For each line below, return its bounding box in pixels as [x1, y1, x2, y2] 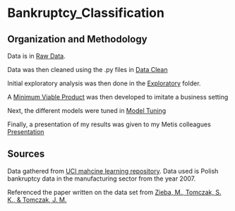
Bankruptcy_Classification [7, 5, 164, 21]
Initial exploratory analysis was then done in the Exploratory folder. [7, 79, 201, 88]
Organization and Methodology [7, 33, 147, 45]
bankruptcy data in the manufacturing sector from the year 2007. [7, 174, 196, 183]
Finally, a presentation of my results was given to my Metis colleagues [7, 120, 212, 128]
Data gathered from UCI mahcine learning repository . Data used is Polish [7, 167, 219, 175]
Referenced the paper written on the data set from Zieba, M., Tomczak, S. [7, 188, 222, 196]
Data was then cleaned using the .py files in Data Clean [7, 66, 168, 73]
